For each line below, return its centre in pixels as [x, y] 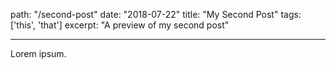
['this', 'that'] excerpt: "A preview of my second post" [120, 25]
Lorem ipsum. [38, 53]
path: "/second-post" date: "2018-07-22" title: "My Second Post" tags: [156, 14]
